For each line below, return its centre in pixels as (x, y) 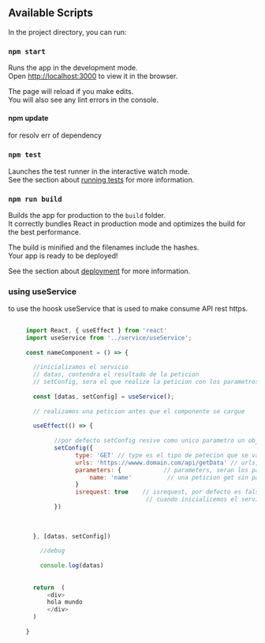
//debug (52, 551)
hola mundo (65, 602)
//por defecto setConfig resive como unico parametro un (149, 441)
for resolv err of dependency (55, 135)
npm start (27, 51)
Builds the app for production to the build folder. (87, 215)
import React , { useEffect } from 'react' (97, 331)
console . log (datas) (72, 566)
